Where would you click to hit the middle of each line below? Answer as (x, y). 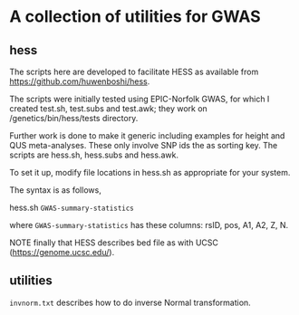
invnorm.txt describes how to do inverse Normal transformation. (130, 302)
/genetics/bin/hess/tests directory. (74, 118)
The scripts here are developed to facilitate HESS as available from (134, 72)
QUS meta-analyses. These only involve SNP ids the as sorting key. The (144, 145)
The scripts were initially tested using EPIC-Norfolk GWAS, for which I (140, 99)
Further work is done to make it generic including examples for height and (147, 136)
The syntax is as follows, (55, 190)
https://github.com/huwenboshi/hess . (80, 81)
